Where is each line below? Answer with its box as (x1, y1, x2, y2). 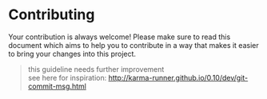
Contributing (8, 6, 95, 24)
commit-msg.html (27, 81, 86, 91)
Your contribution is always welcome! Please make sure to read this (8, 32, 231, 42)
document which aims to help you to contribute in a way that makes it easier (8, 40, 259, 49)
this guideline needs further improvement (27, 64, 165, 73)
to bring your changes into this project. (8, 49, 137, 58)
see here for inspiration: (27, 73, 107, 82)
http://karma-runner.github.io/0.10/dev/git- (108, 73, 249, 82)
